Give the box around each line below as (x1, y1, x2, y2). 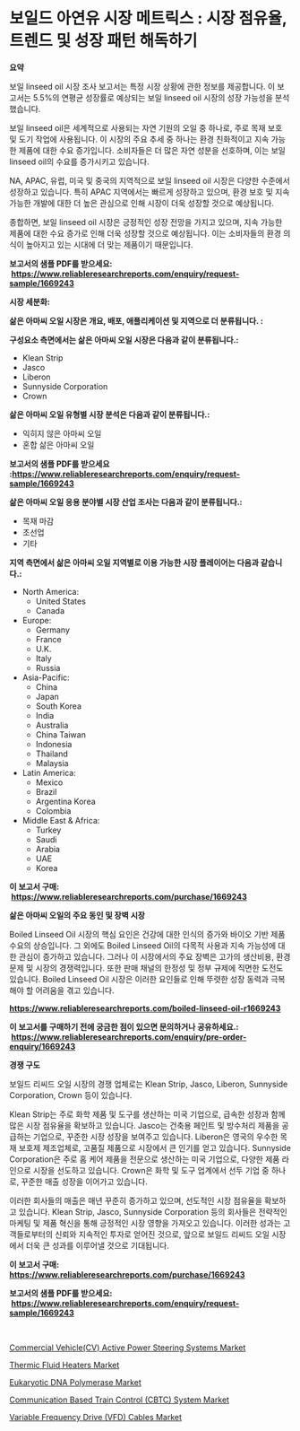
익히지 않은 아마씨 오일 (21, 428, 102, 439)
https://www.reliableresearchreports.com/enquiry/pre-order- (11, 1031, 247, 1042)
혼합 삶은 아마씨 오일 (21, 439, 95, 449)
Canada (35, 605, 65, 615)
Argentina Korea (35, 796, 96, 807)
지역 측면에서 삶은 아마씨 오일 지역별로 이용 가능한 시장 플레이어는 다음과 (9, 557, 260, 568)
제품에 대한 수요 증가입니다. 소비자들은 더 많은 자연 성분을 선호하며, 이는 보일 (18, 144, 287, 155)
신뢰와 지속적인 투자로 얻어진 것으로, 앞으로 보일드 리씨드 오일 (55, 1228, 270, 1239)
